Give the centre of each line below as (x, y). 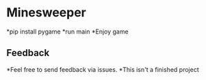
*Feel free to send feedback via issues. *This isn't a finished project (103, 69)
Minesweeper (46, 13)
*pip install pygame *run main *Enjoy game (67, 31)
